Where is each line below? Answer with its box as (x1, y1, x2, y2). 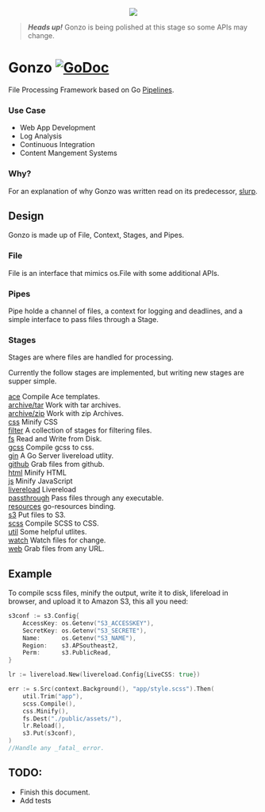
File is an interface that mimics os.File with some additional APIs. (8, 268, 220, 278)
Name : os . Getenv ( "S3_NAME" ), (22, 634, 136, 642)
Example (8, 567, 52, 581)
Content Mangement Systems (19, 148, 117, 158)
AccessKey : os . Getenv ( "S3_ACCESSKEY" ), (22, 619, 155, 627)
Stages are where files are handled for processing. (8, 352, 174, 362)
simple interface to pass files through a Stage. (8, 314, 159, 324)
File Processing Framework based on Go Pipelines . (8, 84, 175, 95)
